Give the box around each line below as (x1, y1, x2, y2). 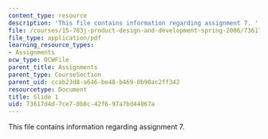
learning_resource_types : (8, 41, 94, 49)
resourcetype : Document (8, 85, 88, 94)
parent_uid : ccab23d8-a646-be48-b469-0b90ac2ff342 (8, 78, 180, 86)
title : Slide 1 (8, 93, 59, 101)
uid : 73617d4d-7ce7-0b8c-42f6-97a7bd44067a (8, 100, 156, 108)
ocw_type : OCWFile (8, 56, 69, 64)
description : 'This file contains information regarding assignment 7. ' (8, 19, 259, 27)
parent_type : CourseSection (8, 71, 102, 79)
